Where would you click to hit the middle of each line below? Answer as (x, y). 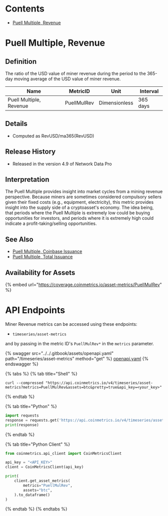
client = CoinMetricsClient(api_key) (44, 467)
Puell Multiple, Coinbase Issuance (47, 251)
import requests (22, 415)
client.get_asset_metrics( (42, 481)
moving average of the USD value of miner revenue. (67, 79)
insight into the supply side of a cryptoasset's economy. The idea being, (79, 208)
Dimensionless (116, 102)
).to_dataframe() (32, 495)
